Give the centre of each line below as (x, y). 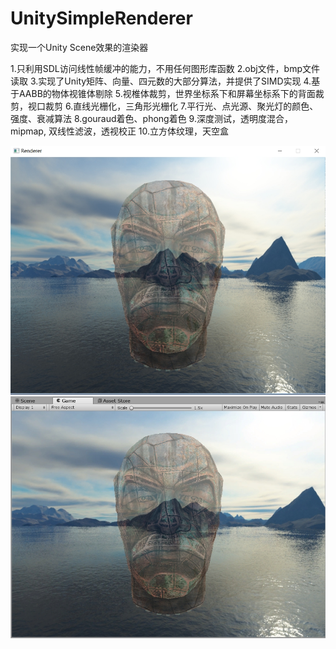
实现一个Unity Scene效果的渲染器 (79, 47)
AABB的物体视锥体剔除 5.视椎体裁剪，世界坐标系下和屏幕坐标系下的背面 (167, 93)
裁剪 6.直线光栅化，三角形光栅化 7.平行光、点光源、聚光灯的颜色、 (181, 106)
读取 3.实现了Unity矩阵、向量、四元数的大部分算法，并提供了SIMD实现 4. (161, 81)
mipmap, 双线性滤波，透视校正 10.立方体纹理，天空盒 (120, 131)
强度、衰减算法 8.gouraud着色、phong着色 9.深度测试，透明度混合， (151, 118)
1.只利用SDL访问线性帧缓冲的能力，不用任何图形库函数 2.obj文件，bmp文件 (165, 68)
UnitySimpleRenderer (101, 18)
